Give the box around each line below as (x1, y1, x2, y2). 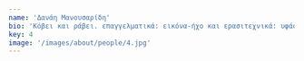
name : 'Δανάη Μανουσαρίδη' (8, 13, 111, 22)
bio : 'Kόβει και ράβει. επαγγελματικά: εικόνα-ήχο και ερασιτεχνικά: (8, 22, 278, 30)
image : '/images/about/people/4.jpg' (8, 38, 152, 48)
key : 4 (8, 30, 34, 39)
